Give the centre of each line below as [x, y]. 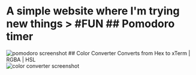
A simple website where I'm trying [93, 11]
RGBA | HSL [21, 59]
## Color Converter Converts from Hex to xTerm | [129, 53]
